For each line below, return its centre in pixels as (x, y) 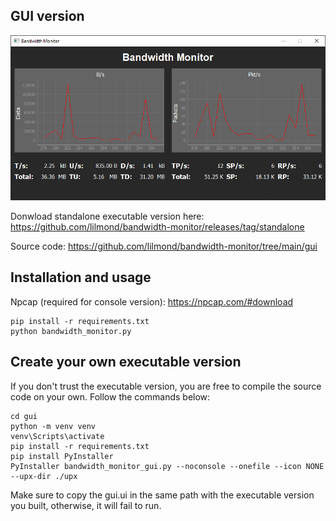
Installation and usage (81, 277)
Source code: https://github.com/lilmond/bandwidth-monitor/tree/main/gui (164, 246)
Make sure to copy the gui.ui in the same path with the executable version (162, 495)
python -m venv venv (53, 426)
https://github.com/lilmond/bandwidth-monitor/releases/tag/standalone (157, 227)
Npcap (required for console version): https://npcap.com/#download (152, 301)
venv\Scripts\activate (57, 436)
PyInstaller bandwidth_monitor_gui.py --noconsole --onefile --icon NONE (167, 466)
